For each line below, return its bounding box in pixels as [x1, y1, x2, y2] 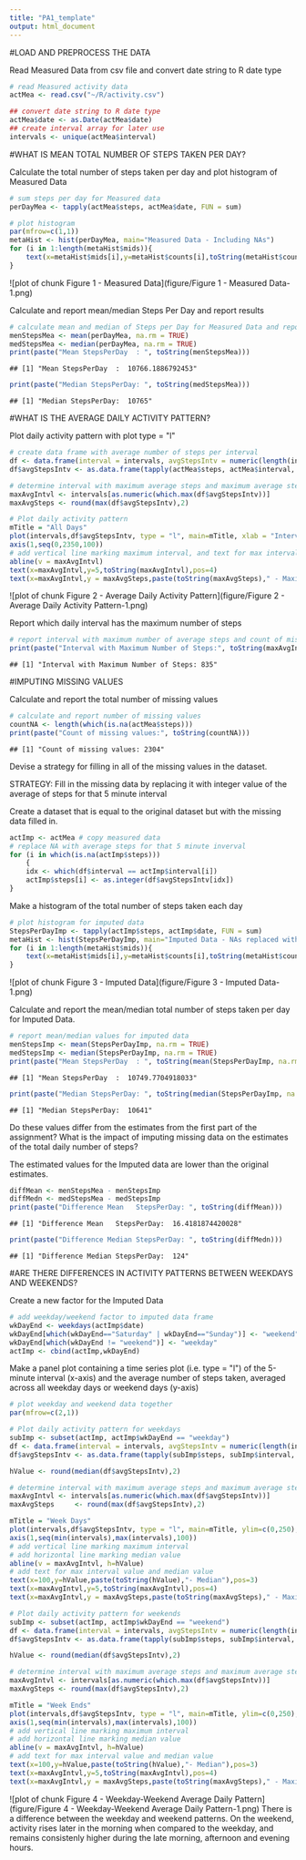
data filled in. [9, 815, 58, 826]
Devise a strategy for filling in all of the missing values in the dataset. [9, 761, 268, 772]
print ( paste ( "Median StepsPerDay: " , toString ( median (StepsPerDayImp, [9, 1089, 283, 1099]
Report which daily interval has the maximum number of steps [9, 618, 242, 629]
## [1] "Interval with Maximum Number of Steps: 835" [9, 660, 219, 669]
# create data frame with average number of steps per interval [9, 448, 259, 457]
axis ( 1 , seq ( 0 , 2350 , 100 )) [9, 540, 104, 549]
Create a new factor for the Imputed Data [9, 1295, 164, 1305]
